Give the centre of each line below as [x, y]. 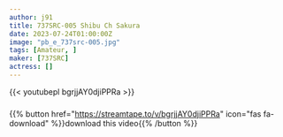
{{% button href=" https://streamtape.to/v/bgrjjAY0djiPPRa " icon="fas [135, 114]
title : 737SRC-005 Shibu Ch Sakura [75, 26]
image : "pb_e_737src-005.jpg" [65, 42]
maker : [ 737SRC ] [39, 58]
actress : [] [31, 67]
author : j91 [31, 17]
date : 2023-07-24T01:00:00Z [61, 34]
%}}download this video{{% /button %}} [124, 123]
